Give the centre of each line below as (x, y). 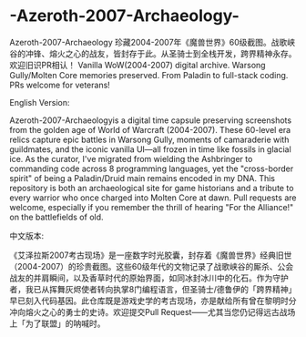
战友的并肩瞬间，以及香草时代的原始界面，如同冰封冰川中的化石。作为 (141, 278)
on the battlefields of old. (56, 217)
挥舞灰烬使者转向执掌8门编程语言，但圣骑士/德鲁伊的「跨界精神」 (173, 289)
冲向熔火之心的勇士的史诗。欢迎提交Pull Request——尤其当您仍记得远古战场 (153, 311)
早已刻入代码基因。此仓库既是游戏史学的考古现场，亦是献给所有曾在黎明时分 (153, 301)
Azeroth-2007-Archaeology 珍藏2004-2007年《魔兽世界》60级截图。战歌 (148, 42)
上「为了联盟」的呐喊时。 (57, 323)
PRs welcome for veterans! (60, 85)
